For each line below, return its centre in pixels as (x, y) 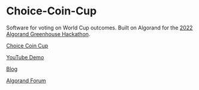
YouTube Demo (25, 57)
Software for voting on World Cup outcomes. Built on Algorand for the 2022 (99, 28)
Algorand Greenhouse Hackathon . (48, 34)
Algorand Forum (26, 80)
